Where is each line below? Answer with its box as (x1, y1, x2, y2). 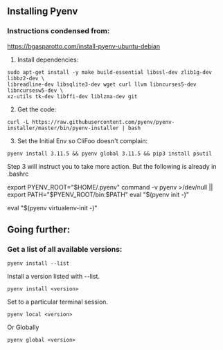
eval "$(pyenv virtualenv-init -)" (7, 203, 98, 212)
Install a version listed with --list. (7, 273, 100, 281)
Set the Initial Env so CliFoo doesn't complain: (17, 136, 148, 145)
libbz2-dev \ (7, 75, 45, 82)
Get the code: (17, 105, 57, 113)
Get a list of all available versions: (7, 245, 123, 254)
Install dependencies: (17, 55, 79, 64)
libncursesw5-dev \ (7, 86, 64, 94)
